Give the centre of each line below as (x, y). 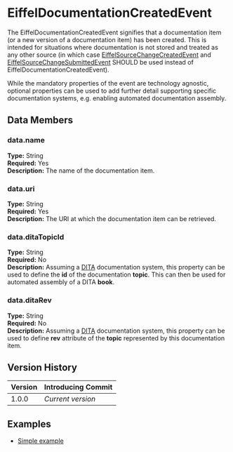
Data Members (40, 120)
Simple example (41, 441)
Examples (29, 424)
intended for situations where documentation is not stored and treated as (113, 47)
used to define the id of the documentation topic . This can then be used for (116, 274)
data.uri (21, 189)
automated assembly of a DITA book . (61, 282)
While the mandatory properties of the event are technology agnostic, (108, 83)
